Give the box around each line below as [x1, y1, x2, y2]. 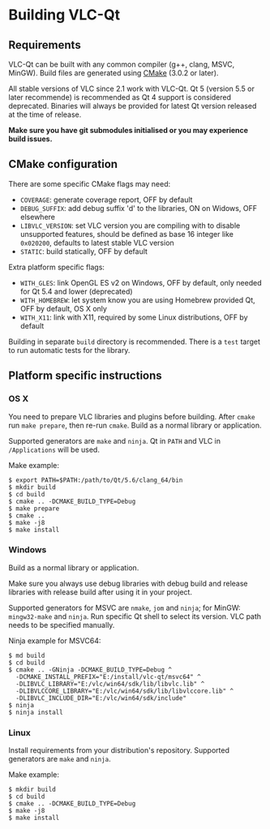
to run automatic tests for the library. [8, 345, 131, 354]
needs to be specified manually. [8, 620, 115, 629]
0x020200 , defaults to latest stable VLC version [19, 238, 174, 247]
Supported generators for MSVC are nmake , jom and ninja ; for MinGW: [8, 603, 241, 612]
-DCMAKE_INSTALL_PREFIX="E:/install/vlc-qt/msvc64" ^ [15, 672, 201, 681]
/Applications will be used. [8, 445, 100, 454]
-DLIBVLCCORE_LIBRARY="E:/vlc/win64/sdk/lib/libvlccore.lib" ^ [15, 687, 234, 695]
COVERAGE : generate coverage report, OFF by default [19, 195, 193, 204]
